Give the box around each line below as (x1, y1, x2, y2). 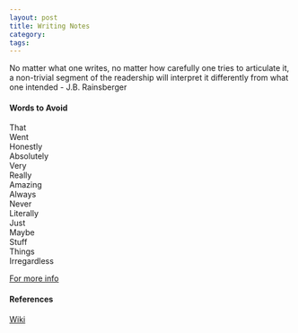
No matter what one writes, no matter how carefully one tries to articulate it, (9, 63, 290, 74)
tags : (9, 38, 30, 48)
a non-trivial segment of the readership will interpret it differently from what (9, 73, 289, 83)
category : (9, 30, 47, 39)
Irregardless (9, 256, 54, 267)
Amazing (9, 180, 42, 190)
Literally (9, 208, 39, 219)
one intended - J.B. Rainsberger (9, 82, 127, 92)
